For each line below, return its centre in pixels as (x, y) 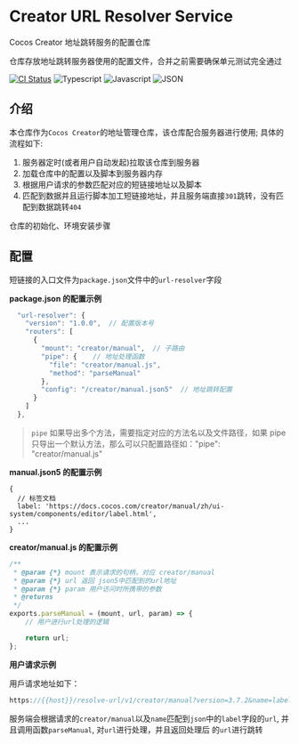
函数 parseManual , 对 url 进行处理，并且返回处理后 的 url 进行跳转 (148, 729)
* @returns (33, 597)
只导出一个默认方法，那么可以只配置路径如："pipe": (125, 443)
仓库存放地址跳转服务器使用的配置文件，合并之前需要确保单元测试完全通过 (145, 61)
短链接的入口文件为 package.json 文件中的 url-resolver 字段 (116, 279)
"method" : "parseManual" (95, 373)
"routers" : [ (49, 332)
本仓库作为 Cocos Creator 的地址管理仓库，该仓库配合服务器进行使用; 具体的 (147, 132)
